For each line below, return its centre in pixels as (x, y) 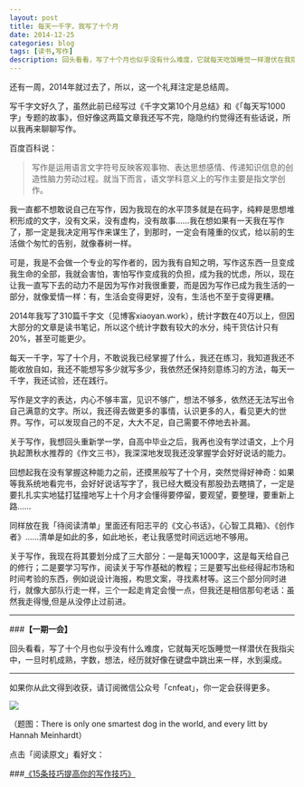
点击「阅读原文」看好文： (57, 754)
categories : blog (42, 43)
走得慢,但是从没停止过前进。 (78, 601)
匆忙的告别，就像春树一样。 (85, 243)
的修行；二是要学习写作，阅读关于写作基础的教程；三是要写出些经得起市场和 (152, 567)
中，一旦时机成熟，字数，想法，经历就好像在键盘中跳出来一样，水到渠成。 (148, 660)
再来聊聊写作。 (53, 129)
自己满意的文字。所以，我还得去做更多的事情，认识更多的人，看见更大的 (144, 411)
